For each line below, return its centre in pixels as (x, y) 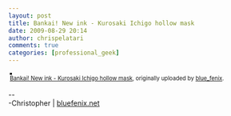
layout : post (30, 16)
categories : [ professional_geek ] (64, 53)
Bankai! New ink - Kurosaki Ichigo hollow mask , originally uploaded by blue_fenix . (117, 78)
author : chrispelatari (46, 38)
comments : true (34, 46)
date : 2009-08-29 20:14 (48, 30)
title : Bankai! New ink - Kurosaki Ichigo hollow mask (102, 23)
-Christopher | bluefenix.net (54, 103)
